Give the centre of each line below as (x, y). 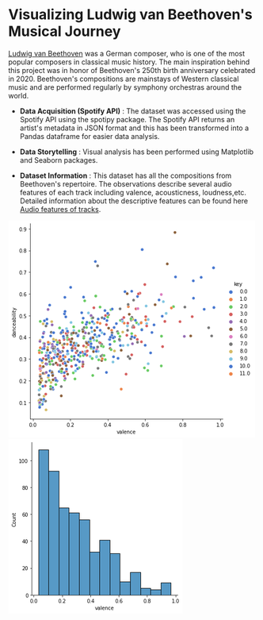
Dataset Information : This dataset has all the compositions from (126, 175)
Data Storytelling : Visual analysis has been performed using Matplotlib (137, 152)
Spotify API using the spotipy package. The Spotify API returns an (127, 119)
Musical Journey (65, 31)
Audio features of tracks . (60, 209)
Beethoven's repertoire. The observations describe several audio (126, 183)
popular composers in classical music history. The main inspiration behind (129, 62)
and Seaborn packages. (59, 160)
